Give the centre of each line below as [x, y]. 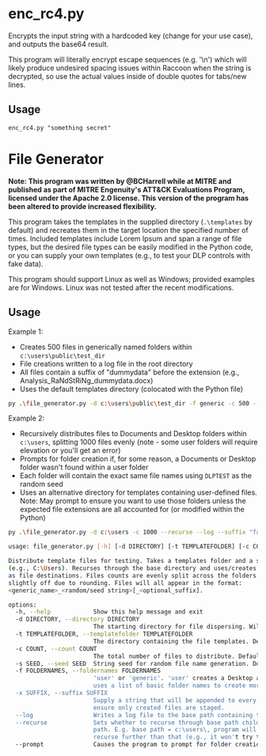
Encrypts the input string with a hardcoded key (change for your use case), [131, 36]
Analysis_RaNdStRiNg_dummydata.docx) [86, 380]
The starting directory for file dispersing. [169, 627]
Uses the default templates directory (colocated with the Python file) [131, 389]
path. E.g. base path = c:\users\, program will [175, 730]
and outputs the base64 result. [59, 44]
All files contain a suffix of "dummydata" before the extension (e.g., [129, 372]
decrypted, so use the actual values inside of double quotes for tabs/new [127, 76]
